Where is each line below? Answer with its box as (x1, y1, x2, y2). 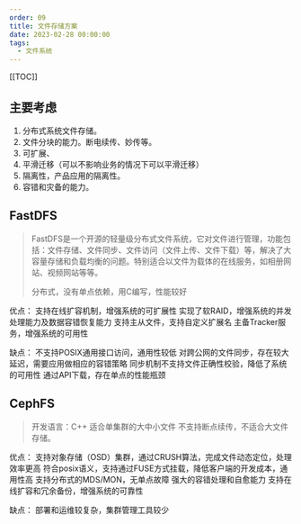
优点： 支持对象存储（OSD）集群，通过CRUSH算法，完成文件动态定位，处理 (9, 451, 292, 462)
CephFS (9, 396, 56, 411)
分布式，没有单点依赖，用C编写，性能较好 (31, 285, 188, 297)
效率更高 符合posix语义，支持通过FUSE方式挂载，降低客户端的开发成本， (9, 463, 280, 474)
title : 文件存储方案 (9, 22, 78, 31)
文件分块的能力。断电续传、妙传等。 (22, 136, 157, 147)
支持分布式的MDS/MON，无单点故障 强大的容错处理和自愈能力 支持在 (34, 474, 292, 484)
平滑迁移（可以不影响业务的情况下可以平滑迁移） (22, 158, 204, 169)
